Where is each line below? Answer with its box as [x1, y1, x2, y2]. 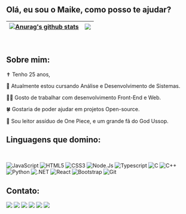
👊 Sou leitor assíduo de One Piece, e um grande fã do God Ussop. [6, 117, 169, 124]
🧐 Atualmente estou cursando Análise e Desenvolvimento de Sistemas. [6, 82, 181, 89]
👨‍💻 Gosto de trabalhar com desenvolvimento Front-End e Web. [6, 94, 161, 101]
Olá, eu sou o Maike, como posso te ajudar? [6, 5, 172, 15]
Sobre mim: [6, 55, 50, 65]
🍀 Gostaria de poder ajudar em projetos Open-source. [6, 105, 140, 112]
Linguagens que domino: [6, 134, 101, 145]
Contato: [6, 185, 40, 196]
